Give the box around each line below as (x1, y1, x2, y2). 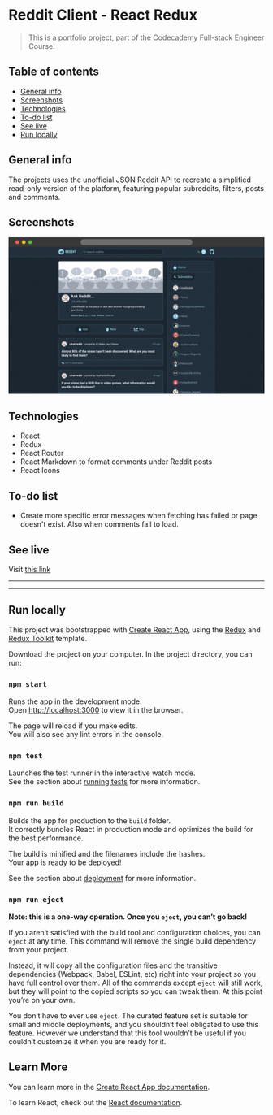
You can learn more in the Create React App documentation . (8, 1082, 210, 1091)
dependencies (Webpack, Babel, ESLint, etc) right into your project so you (8, 969, 257, 978)
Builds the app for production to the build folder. (8, 815, 171, 826)
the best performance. (8, 833, 84, 843)
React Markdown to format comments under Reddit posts (19, 457, 213, 466)
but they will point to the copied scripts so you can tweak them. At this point (8, 986, 262, 996)
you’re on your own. (8, 995, 76, 1004)
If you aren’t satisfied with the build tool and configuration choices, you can (8, 927, 262, 937)
